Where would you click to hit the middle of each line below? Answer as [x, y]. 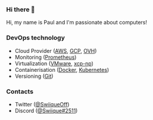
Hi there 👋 [21, 10]
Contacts [20, 91]
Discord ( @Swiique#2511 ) [46, 110]
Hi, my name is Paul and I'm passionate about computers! [77, 23]
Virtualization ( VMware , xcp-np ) [54, 63]
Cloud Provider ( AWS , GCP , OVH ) [56, 50]
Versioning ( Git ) [34, 76]
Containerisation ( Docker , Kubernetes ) [62, 70]
